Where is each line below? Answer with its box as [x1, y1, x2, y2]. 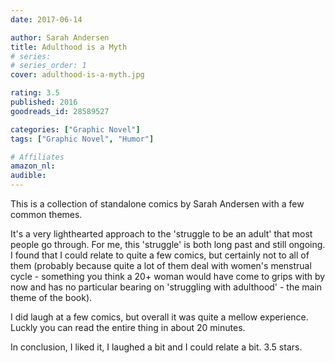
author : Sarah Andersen [10, 32, 110, 43]
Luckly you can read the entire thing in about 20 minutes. [10, 322, 246, 333]
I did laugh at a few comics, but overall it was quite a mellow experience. [10, 311, 309, 323]
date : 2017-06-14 [10, 14, 83, 25]
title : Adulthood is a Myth [10, 42, 128, 52]
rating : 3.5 [10, 88, 60, 98]
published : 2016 [10, 97, 78, 107]
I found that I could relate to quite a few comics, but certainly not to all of [10, 249, 310, 261]
